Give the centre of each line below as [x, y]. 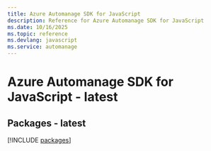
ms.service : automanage [42, 47]
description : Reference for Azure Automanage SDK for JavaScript [105, 21]
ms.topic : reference [38, 34]
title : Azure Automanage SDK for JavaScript [74, 14]
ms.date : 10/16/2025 [38, 27]
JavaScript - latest [63, 97]
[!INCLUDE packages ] [39, 140]
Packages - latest [47, 123]
